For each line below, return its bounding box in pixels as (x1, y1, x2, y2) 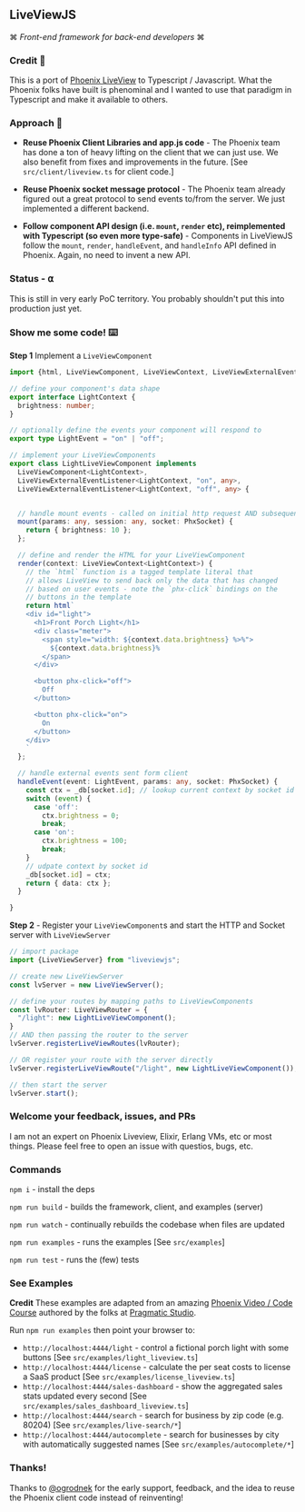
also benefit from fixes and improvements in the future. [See (22, 156, 248, 167)
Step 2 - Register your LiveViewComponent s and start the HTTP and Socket (9, 920, 286, 930)
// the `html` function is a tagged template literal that (25, 567, 254, 576)
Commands (9, 1163, 62, 1176)
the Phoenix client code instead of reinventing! (9, 1492, 183, 1503)
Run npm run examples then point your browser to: (9, 1325, 195, 1336)
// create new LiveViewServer (9, 971, 124, 980)
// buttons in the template (25, 592, 132, 602)
